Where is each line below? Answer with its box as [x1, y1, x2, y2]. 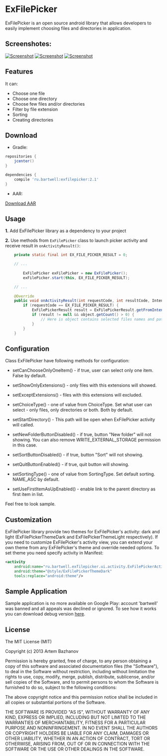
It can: [5, 81, 18, 87]
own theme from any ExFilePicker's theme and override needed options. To [5, 545, 160, 551]
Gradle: [12, 145, 28, 151]
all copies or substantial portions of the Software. [5, 699, 106, 706]
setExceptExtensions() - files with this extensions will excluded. [12, 392, 143, 398]
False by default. [12, 373, 47, 379]
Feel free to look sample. [5, 501, 56, 507]
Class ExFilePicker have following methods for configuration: [5, 358, 130, 364]
